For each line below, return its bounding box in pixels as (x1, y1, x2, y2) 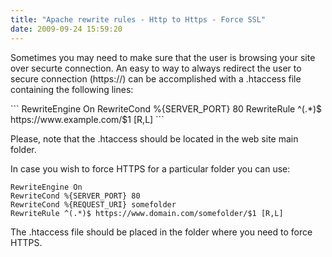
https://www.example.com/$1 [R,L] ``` (10, 113, 165, 125)
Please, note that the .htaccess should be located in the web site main (10, 132, 299, 145)
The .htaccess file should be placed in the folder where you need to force (10, 226, 313, 238)
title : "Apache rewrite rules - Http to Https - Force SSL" (10, 14, 267, 25)
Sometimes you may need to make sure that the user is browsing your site (10, 51, 316, 63)
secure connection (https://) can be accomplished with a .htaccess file (10, 72, 302, 85)
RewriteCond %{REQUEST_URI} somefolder (10, 199, 177, 210)
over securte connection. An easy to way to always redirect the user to (10, 62, 302, 74)
